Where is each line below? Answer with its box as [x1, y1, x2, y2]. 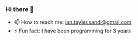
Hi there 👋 [5, 5, 34, 13]
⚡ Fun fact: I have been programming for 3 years [13, 27, 131, 34]
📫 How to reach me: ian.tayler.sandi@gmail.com [13, 19, 132, 26]
